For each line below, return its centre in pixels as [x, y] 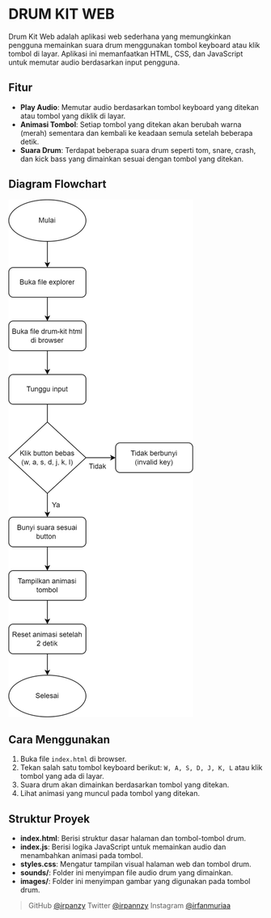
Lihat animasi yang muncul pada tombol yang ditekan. [110, 793]
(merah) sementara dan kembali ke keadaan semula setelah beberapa [136, 133]
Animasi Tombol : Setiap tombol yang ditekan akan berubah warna [131, 124]
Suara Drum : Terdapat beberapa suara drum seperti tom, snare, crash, [138, 150]
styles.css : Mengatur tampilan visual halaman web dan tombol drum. [136, 864]
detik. [30, 142]
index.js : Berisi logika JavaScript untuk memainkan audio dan [123, 847]
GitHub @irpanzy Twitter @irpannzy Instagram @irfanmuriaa [129, 906]
